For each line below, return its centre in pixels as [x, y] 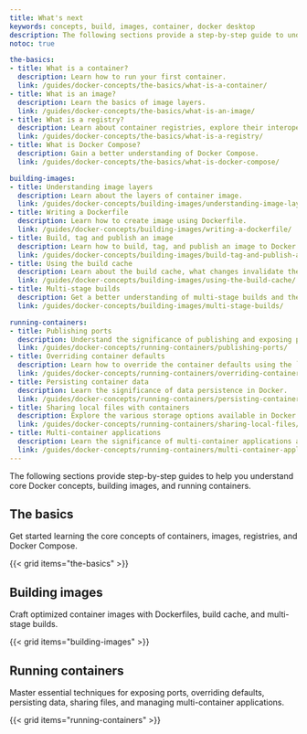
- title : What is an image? [63, 94]
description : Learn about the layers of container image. [131, 196]
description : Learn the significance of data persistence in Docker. [153, 390]
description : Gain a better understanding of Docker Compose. [138, 154]
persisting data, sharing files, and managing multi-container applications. [147, 702]
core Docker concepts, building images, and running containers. [130, 485]
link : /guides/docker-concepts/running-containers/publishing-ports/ [153, 348]
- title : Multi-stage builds [65, 289]
